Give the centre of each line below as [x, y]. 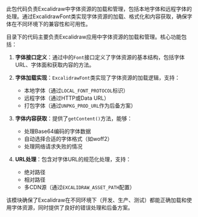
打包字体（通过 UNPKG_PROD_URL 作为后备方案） [80, 105]
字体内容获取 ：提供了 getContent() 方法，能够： [74, 118]
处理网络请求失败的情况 [53, 146]
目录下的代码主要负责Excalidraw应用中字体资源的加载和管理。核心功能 [94, 37]
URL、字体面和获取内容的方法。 [55, 65]
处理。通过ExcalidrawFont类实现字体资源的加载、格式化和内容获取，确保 [97, 16]
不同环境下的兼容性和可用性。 [54, 24]
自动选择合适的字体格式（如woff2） [68, 139]
